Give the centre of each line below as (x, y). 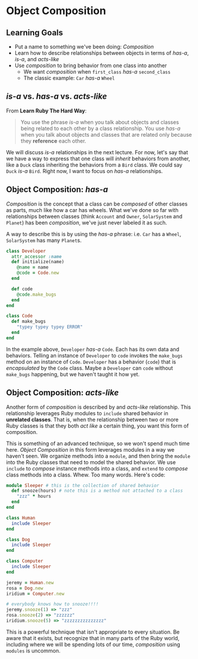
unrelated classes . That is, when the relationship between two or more (92, 419)
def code (22, 289)
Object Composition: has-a (57, 190)
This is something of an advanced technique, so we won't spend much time (98, 443)
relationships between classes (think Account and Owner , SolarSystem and (94, 216)
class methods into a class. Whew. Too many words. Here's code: (86, 475)
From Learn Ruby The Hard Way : (46, 111)
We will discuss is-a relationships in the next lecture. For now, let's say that (97, 152)
